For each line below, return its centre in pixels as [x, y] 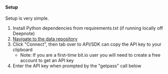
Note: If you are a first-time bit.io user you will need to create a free [90, 55]
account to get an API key [47, 60]
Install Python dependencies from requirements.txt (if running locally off [88, 28]
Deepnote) [24, 33]
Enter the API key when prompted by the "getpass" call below [77, 66]
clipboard [23, 50]
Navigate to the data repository [45, 39]
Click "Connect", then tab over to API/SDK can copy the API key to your [87, 44]
